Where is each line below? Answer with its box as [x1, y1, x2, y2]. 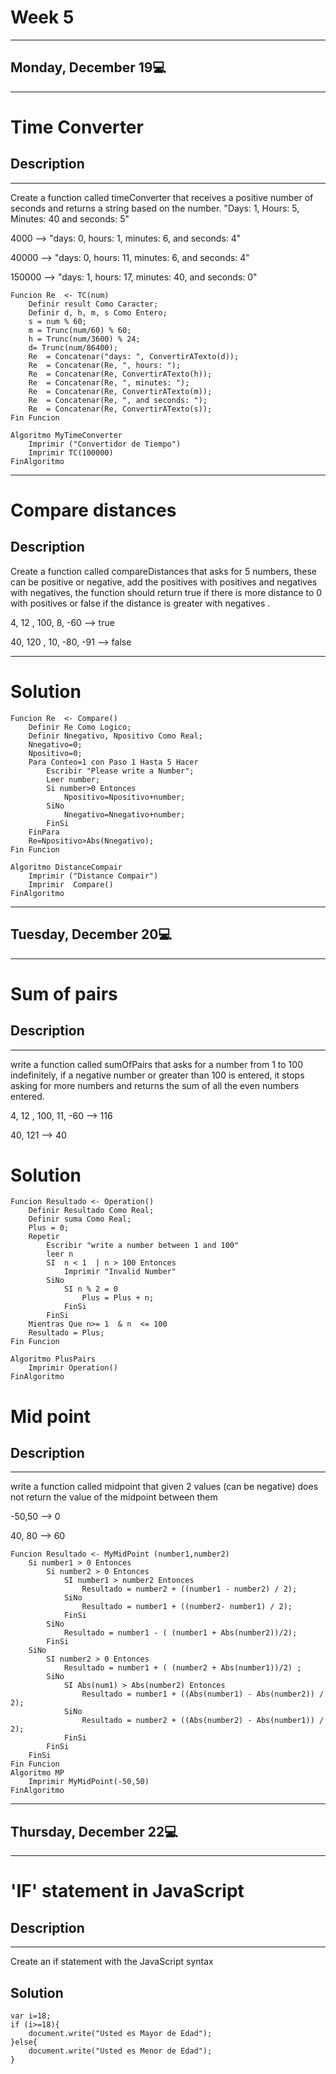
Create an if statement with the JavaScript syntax [10, 1956, 214, 1968]
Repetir [28, 1232, 60, 1242]
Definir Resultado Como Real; [28, 1206, 155, 1216]
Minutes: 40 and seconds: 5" [10, 212, 130, 225]
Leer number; [46, 774, 101, 785]
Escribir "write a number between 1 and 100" [46, 1241, 240, 1251]
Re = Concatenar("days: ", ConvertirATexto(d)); [28, 351, 240, 361]
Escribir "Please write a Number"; [46, 766, 195, 776]
